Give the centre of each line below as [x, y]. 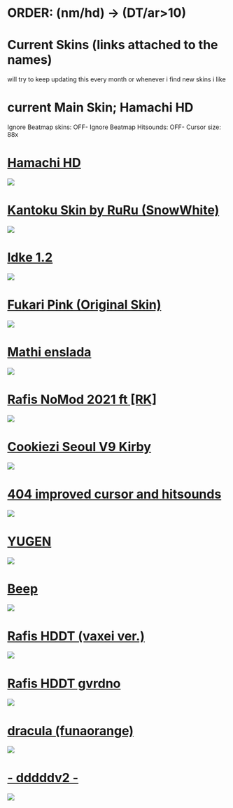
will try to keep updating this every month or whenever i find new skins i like [116, 79]
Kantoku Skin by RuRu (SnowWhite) [113, 210]
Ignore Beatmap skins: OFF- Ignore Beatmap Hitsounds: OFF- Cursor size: [114, 127]
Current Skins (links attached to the [113, 45]
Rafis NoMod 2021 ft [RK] [82, 399]
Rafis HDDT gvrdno [64, 684]
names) [30, 60]
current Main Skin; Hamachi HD [100, 108]
